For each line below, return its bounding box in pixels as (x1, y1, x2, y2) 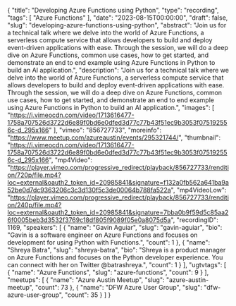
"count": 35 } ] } (64, 290, 111, 299)
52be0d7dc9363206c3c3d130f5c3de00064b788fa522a (7, 186, 171, 194)
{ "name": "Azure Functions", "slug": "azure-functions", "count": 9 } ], (7, 268, 209, 276)
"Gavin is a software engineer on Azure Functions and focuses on (7, 231, 198, 239)
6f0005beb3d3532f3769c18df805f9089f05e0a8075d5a (7, 216, 171, 224)
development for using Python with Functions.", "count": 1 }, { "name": (7, 238, 210, 246)
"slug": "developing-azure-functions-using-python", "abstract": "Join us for (7, 21, 227, 29)
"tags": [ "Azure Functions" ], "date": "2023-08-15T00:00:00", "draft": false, (7, 13, 228, 22)
